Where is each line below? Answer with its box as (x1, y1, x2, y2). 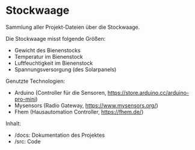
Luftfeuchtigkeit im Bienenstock (14, 59, 93, 67)
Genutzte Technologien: (5, 77, 66, 85)
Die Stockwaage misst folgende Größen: (5, 35, 106, 42)
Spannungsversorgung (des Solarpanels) (14, 65, 117, 73)
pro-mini (14, 95, 36, 103)
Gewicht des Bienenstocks (14, 46, 81, 54)
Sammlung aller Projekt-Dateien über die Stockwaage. (5, 23, 140, 31)
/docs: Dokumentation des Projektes (14, 131, 105, 139)
